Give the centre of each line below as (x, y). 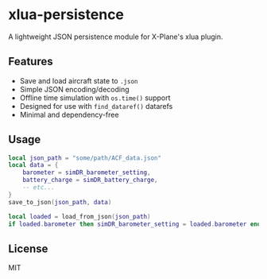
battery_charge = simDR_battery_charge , (90, 180)
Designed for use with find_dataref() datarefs (96, 106)
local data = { (33, 165)
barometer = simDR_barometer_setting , (87, 172)
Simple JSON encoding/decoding (74, 89)
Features (31, 62)
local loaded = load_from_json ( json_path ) (79, 216)
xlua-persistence (66, 15)
